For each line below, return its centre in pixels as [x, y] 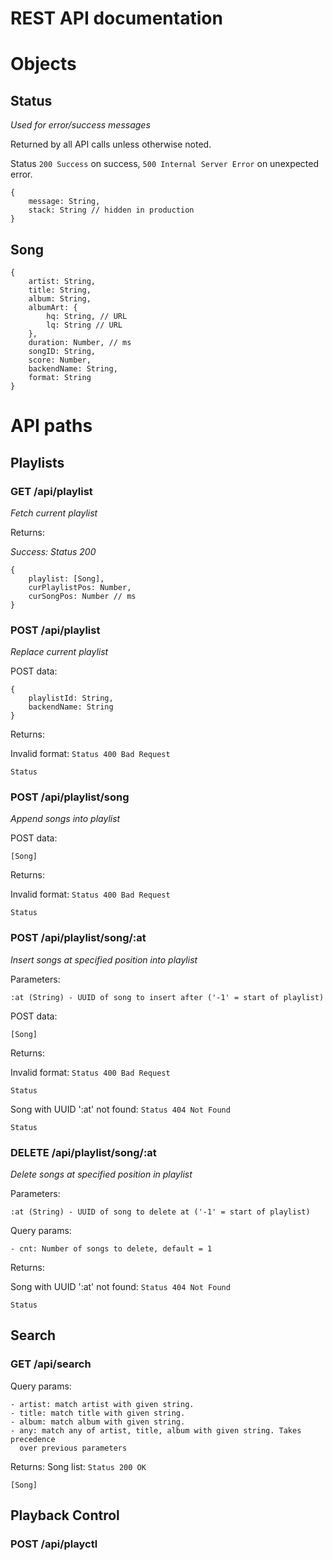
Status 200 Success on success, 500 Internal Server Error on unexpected [165, 164]
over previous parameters [73, 1448]
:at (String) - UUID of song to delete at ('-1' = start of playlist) [160, 1212]
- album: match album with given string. [98, 1422]
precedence [33, 1439]
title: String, [60, 290]
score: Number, [60, 360]
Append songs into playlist [65, 819]
